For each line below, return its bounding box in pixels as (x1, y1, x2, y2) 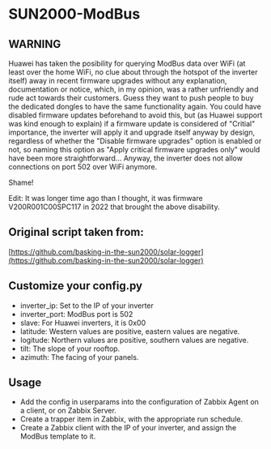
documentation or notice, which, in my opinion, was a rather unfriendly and (8, 84, 259, 94)
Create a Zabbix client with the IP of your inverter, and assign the (19, 423, 237, 433)
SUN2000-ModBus (8, 5, 141, 24)
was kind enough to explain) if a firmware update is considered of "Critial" (8, 119, 256, 128)
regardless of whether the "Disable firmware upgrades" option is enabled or (8, 136, 262, 146)
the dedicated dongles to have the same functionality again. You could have (8, 102, 261, 111)
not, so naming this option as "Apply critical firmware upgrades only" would (8, 145, 260, 154)
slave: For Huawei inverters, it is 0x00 (19, 318, 146, 327)
